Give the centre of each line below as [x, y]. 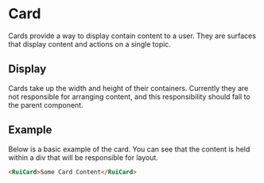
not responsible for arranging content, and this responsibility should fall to [129, 97]
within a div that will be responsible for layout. [83, 157]
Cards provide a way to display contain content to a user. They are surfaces [132, 36]
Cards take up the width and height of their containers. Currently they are [128, 88]
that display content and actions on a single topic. [89, 44]
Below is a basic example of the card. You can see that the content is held [129, 149]
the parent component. [46, 105]
